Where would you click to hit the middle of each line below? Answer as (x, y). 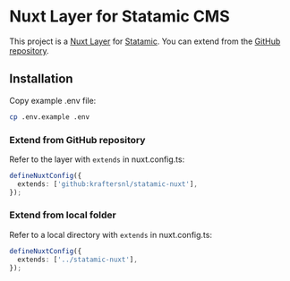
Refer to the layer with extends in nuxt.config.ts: (97, 159)
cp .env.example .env (50, 117)
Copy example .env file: (53, 100)
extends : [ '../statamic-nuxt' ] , (78, 260)
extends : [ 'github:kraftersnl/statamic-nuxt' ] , (108, 184)
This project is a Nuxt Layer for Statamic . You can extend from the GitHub (145, 41)
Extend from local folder (63, 215)
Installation (41, 79)
